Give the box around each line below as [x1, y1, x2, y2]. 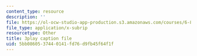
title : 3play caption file [6, 36, 72, 41]
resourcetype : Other [6, 30, 57, 36]
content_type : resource [6, 8, 64, 15]
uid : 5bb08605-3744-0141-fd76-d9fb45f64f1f [6, 41, 114, 47]
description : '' [6, 14, 46, 20]
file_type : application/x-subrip [6, 24, 88, 31]
